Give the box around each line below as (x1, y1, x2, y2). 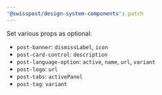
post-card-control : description (16, 50, 108, 58)
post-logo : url (16, 64, 58, 73)
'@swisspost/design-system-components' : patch (6, 10, 144, 17)
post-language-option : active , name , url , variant (16, 57, 156, 66)
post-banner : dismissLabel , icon (16, 42, 108, 51)
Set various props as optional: (6, 29, 92, 37)
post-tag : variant (16, 79, 67, 87)
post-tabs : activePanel (16, 72, 83, 80)
